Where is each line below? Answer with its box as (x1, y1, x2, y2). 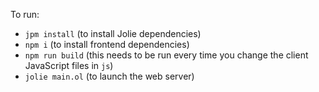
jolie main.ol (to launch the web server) (24, 70, 195, 82)
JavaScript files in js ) (24, 60, 114, 71)
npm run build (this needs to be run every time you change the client (24, 49, 309, 61)
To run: (10, 9, 40, 20)
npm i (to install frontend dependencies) (24, 39, 190, 50)
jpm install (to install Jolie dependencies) (24, 28, 202, 39)
